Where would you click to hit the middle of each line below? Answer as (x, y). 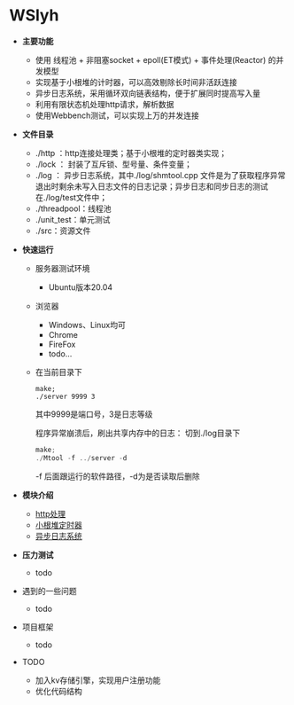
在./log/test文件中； (71, 197)
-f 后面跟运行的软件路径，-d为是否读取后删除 (118, 476)
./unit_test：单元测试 (73, 219)
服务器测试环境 (62, 268)
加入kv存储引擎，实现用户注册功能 (98, 680)
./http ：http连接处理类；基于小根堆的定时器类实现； (131, 153)
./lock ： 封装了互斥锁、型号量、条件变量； (114, 164)
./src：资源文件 (63, 231)
